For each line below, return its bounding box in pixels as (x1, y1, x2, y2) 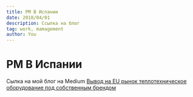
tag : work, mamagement (6, 25, 64, 32)
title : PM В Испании (6, 8, 59, 15)
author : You (6, 32, 36, 38)
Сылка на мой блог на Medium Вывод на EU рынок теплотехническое (6, 78, 187, 85)
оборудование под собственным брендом (6, 84, 117, 92)
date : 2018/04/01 (6, 15, 50, 21)
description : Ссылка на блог (6, 20, 80, 26)
